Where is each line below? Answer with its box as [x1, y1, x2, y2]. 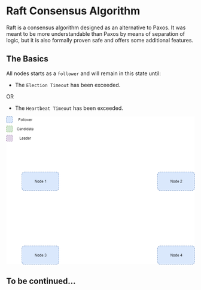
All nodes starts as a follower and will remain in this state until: [6, 70, 162, 77]
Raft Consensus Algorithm [6, 4, 141, 18]
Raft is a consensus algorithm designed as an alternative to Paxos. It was [6, 24, 186, 31]
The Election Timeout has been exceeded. [14, 81, 121, 88]
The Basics [6, 54, 49, 64]
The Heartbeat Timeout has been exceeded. [14, 104, 124, 112]
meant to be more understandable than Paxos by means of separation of [6, 30, 185, 37]
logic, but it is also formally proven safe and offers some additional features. [6, 36, 193, 44]
